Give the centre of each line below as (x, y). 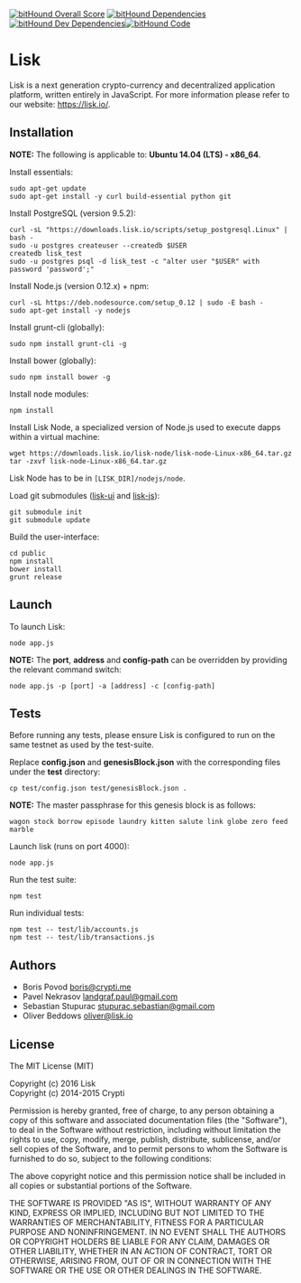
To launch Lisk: (37, 626)
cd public (28, 553)
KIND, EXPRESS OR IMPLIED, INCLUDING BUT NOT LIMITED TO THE (137, 1213)
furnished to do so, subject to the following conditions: (110, 1158)
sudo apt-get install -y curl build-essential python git (120, 196)
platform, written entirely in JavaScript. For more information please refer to (150, 94)
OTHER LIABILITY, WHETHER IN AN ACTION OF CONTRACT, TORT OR (141, 1251)
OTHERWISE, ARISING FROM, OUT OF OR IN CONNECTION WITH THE (141, 1261)
